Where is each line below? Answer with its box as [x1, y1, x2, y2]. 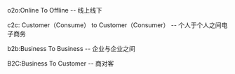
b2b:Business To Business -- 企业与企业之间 [7, 45, 135, 52]
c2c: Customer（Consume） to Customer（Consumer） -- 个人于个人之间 [7, 21, 222, 29]
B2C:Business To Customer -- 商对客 [7, 59, 114, 68]
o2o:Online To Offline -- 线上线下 [7, 6, 103, 14]
